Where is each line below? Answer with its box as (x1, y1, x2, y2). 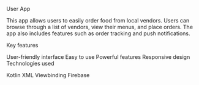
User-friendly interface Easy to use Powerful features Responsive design (6, 53, 190, 60)
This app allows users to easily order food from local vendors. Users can (6, 17, 190, 24)
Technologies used (6, 60, 54, 67)
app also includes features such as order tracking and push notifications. (6, 30, 191, 37)
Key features (6, 42, 39, 49)
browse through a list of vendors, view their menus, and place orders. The (6, 24, 193, 30)
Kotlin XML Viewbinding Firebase (6, 72, 90, 78)
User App (6, 5, 31, 12)
